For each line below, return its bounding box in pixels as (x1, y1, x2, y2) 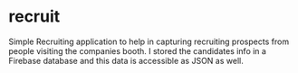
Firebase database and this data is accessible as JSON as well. (8, 55, 244, 66)
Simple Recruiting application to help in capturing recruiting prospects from (8, 36, 290, 47)
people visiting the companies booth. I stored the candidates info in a (8, 45, 266, 56)
